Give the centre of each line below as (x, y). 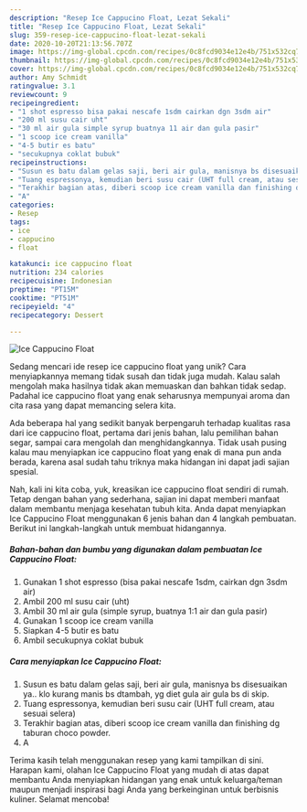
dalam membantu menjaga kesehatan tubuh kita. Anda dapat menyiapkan (148, 509)
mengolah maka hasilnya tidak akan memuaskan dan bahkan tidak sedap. (148, 386)
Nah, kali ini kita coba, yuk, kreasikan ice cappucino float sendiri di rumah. (149, 489)
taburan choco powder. (67, 733)
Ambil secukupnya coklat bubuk (83, 640)
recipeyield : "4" (42, 306)
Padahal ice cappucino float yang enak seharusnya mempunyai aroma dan (150, 396)
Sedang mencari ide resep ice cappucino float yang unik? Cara (128, 367)
